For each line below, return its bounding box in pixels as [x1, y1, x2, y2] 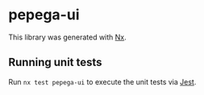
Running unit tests [8, 56, 102, 69]
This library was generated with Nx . [8, 32, 127, 42]
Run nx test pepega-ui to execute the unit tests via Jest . [8, 76, 197, 86]
